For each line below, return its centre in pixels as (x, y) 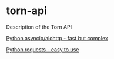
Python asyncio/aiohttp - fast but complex (57, 38)
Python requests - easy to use (43, 49)
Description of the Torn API (39, 27)
